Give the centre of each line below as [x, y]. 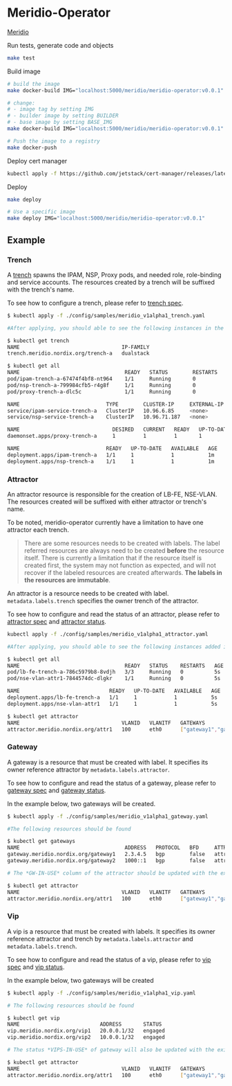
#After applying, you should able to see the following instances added [114, 647]
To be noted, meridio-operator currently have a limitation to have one [105, 522]
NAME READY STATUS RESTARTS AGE [116, 666]
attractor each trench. [38, 529]
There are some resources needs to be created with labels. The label [122, 543]
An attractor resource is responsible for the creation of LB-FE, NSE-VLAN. [112, 494]
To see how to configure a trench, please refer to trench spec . [96, 303]
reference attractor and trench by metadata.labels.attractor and [100, 938]
